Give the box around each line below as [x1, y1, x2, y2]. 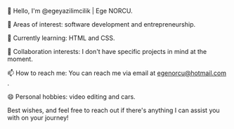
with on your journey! [7, 114, 69, 122]
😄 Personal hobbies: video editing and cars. [7, 93, 136, 101]
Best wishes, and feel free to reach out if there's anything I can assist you [7, 106, 220, 114]
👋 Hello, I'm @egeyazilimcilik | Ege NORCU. [7, 7, 133, 15]
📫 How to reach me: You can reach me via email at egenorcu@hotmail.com [7, 69, 227, 77]
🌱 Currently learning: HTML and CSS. [7, 34, 115, 42]
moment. [7, 55, 33, 63]
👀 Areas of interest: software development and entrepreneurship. [7, 20, 196, 28]
